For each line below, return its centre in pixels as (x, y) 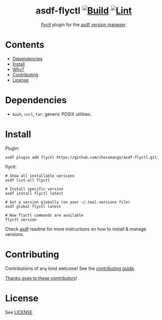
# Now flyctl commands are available (44, 215)
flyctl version (21, 220)
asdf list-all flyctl (28, 180)
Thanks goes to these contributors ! (41, 278)
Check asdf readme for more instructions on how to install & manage (76, 229)
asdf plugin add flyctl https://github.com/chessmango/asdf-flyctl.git (81, 157)
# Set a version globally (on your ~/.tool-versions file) (68, 202)
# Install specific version (34, 189)
